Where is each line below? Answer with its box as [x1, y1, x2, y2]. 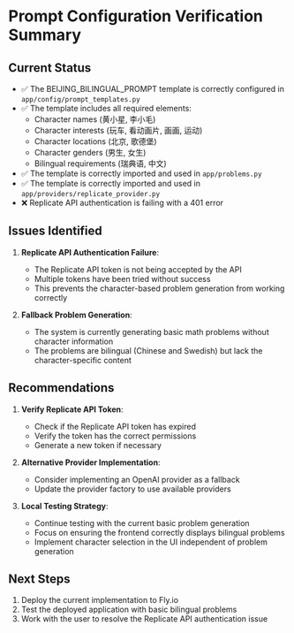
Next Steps [8, 572, 71, 587]
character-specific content [34, 355, 132, 365]
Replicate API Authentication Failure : [20, 247, 160, 257]
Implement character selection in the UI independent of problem [34, 537, 268, 547]
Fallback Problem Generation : [20, 309, 133, 320]
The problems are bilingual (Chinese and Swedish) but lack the [34, 345, 263, 355]
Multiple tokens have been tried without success [34, 273, 211, 284]
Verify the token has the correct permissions [34, 431, 197, 441]
